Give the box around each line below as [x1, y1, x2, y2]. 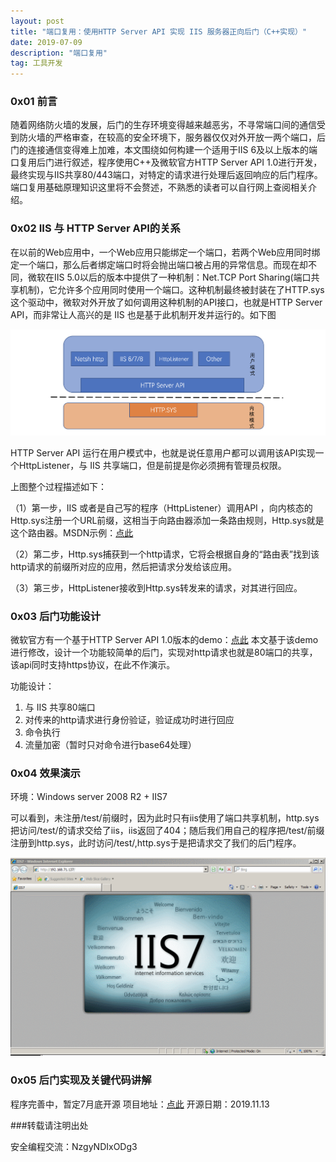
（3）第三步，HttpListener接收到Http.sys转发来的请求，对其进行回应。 [10, 581, 303, 594]
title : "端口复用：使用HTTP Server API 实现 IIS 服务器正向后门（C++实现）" [10, 26, 308, 37]
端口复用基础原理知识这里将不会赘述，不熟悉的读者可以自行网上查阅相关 [10, 181, 308, 194]
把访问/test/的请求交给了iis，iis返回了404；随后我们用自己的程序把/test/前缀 [10, 825, 325, 837]
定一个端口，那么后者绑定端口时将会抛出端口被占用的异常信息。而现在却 [10, 258, 308, 270]
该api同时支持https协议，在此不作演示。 [10, 658, 176, 670]
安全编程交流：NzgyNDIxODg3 [10, 1140, 138, 1152]
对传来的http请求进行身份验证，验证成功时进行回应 [24, 713, 235, 725]
